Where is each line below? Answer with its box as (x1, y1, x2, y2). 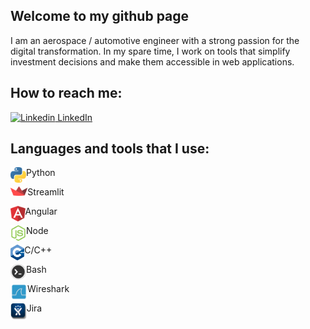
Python (26, 167, 56, 179)
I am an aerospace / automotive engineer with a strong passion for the (10, 34, 300, 46)
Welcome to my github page (10, 8, 190, 25)
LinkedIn (57, 111, 93, 123)
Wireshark (27, 283, 70, 295)
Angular (24, 205, 58, 218)
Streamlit (27, 186, 65, 198)
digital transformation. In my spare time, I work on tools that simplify (10, 45, 291, 57)
